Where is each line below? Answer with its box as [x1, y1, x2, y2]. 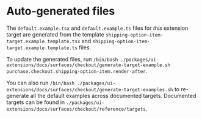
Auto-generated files [6, 4, 115, 18]
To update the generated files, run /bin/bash [6, 55, 118, 63]
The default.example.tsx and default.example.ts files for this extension [6, 24, 189, 32]
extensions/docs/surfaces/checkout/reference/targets [6, 106, 146, 112]
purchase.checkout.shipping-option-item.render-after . [6, 67, 148, 74]
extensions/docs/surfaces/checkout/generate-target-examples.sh [6, 86, 173, 92]
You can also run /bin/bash [6, 79, 75, 86]
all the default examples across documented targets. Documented [30, 92, 197, 99]
